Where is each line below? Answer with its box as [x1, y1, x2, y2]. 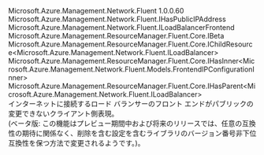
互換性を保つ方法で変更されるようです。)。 [8, 138, 145, 147]
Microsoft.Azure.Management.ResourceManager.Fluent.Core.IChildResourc [8, 39, 254, 49]
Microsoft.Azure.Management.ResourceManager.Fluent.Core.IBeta [8, 31, 225, 40]
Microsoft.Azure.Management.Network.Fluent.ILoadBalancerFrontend [8, 23, 235, 32]
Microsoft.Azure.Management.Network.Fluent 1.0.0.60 [8, 6, 184, 15]
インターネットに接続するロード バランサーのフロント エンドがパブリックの [8, 99, 254, 108]
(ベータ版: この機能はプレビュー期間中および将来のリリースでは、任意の [8, 119, 243, 127]
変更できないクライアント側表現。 [8, 109, 119, 118]
